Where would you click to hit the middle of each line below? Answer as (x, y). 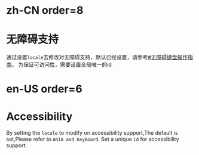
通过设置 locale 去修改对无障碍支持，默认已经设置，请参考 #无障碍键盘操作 (97, 57)
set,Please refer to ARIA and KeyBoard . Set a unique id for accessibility (93, 139)
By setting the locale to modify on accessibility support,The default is (92, 133)
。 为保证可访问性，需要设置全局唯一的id (62, 65)
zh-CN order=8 (45, 10)
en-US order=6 (44, 89)
